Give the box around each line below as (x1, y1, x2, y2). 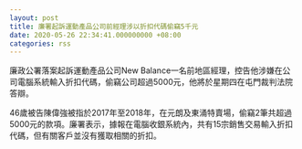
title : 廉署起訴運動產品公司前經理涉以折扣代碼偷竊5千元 (9, 22, 199, 31)
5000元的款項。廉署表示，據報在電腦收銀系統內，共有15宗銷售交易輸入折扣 (9, 119, 294, 130)
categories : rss (9, 38, 71, 48)
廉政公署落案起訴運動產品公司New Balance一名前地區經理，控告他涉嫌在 (9, 65, 283, 76)
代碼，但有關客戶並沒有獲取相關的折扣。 (9, 130, 161, 142)
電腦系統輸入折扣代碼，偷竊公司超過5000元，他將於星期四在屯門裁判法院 (16, 77, 294, 88)
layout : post (9, 13, 59, 23)
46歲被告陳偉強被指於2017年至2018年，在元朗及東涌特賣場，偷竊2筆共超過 (9, 107, 292, 119)
